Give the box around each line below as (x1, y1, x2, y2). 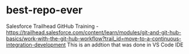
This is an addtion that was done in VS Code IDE (67, 41, 184, 48)
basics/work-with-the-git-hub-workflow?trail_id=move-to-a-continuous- (6, 35, 181, 42)
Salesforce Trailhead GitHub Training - (6, 23, 99, 30)
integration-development (6, 41, 66, 48)
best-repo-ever (6, 3, 83, 17)
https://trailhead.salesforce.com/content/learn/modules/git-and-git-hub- (6, 28, 181, 35)
